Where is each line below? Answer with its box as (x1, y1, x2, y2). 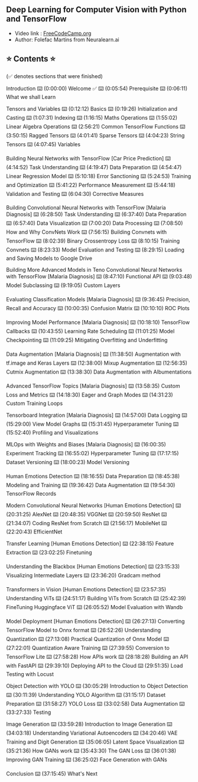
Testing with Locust (6, 670, 54, 677)
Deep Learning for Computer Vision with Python (6, 5, 187, 15)
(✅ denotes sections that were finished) (6, 72, 103, 79)
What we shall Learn (6, 93, 56, 100)
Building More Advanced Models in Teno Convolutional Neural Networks (6, 266, 183, 273)
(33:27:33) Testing (6, 709, 51, 716)
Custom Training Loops (6, 400, 63, 407)
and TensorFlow (6, 14, 67, 24)
